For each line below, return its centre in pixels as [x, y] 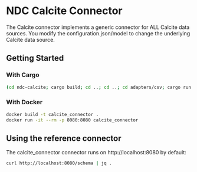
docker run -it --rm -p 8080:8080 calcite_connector [72, 120]
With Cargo [23, 75]
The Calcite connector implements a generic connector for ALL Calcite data [98, 27]
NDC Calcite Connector [64, 11]
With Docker [24, 102]
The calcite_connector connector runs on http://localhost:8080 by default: [96, 153]
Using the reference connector [64, 138]
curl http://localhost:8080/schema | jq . [59, 163]
